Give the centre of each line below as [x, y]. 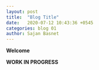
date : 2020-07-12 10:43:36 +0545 [50, 23]
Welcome [18, 50]
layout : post [22, 12]
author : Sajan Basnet [33, 34]
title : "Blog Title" [33, 17]
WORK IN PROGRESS [32, 62]
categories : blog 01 [32, 28]
